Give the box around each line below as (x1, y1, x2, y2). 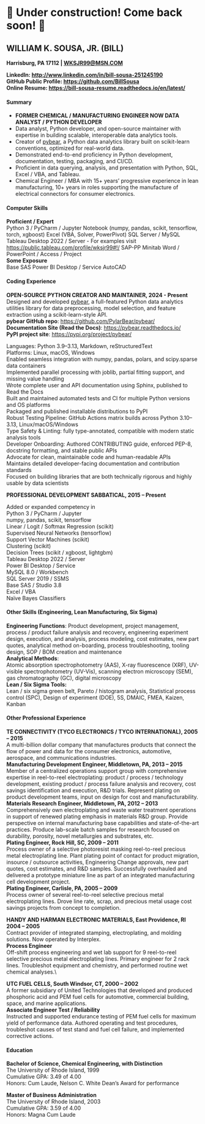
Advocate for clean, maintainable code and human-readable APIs (6, 453, 171, 460)
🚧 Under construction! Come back (6, 6, 182, 20)
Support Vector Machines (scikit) (6, 535, 90, 543)
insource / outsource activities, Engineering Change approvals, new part (6, 859, 188, 866)
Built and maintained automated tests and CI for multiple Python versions (6, 394, 190, 401)
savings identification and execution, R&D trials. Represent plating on (6, 787, 181, 794)
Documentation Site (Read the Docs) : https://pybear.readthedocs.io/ (6, 324, 181, 331)
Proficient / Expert (6, 218, 54, 225)
